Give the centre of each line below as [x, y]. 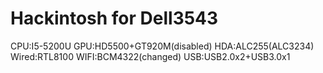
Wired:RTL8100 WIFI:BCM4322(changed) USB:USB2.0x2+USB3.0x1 [150, 56]
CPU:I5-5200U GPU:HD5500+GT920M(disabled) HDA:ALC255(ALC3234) [162, 46]
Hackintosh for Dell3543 [114, 18]
